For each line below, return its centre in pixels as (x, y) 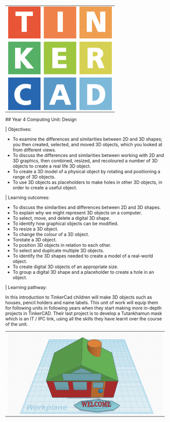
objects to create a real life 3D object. (52, 166)
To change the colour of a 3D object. (51, 235)
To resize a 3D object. (35, 229)
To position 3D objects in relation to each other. (62, 245)
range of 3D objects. (34, 177)
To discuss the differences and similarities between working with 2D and (88, 155)
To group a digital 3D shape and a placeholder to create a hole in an (83, 272)
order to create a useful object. (45, 188)
